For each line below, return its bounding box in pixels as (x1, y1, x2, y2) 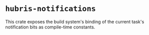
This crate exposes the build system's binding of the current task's (5, 18, 144, 24)
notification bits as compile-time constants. (5, 24, 95, 30)
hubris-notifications (5, 4, 96, 13)
